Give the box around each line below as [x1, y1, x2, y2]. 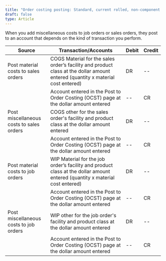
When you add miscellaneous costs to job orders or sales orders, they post [5, 30, 158, 36]
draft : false [5, 12, 32, 17]
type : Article [5, 16, 35, 21]
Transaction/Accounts [58, 47, 113, 54]
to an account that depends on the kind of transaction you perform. [5, 35, 142, 41]
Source [18, 47, 36, 54]
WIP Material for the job [50, 156, 105, 162]
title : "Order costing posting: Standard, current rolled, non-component [5, 7, 161, 12]
